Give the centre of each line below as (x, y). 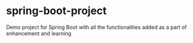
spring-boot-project (57, 11)
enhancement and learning (39, 33)
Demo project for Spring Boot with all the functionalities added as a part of (97, 27)
